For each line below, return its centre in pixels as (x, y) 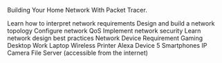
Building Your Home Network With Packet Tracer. (77, 10)
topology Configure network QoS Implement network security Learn (104, 31)
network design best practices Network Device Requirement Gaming (105, 38)
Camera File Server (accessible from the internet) (78, 53)
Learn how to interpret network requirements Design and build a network (111, 23)
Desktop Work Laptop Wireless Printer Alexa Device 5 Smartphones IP (107, 45)
